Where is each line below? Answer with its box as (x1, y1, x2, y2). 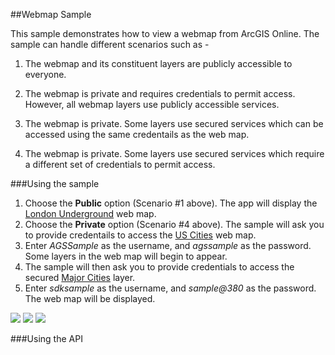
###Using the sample (10, 178, 100, 189)
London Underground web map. (24, 208, 157, 219)
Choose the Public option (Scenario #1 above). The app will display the (24, 197, 318, 209)
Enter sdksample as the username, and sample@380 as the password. (24, 282, 317, 294)
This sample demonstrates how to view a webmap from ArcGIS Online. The (10, 28, 320, 39)
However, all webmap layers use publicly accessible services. (24, 99, 280, 110)
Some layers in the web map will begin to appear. (24, 250, 228, 262)
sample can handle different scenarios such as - (10, 39, 210, 50)
